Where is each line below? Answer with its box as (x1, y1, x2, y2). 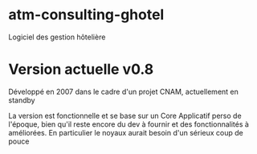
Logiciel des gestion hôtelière (8, 32, 106, 42)
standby (8, 95, 35, 105)
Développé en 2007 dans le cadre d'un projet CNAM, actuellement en (8, 87, 239, 96)
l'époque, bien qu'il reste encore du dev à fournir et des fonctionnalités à (8, 119, 249, 129)
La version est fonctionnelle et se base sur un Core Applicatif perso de (8, 111, 243, 120)
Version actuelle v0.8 (8, 60, 154, 79)
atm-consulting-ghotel (8, 6, 165, 24)
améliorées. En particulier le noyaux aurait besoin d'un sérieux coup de (8, 128, 243, 137)
